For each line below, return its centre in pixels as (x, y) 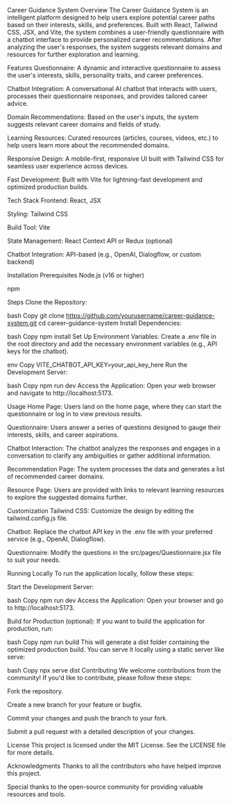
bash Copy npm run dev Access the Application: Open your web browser (112, 386)
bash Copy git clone (36, 315)
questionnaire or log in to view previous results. (75, 414)
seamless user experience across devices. (68, 166)
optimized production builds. (48, 187)
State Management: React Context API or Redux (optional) (90, 241)
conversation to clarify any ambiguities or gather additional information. (109, 456)
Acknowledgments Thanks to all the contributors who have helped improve (114, 766)
